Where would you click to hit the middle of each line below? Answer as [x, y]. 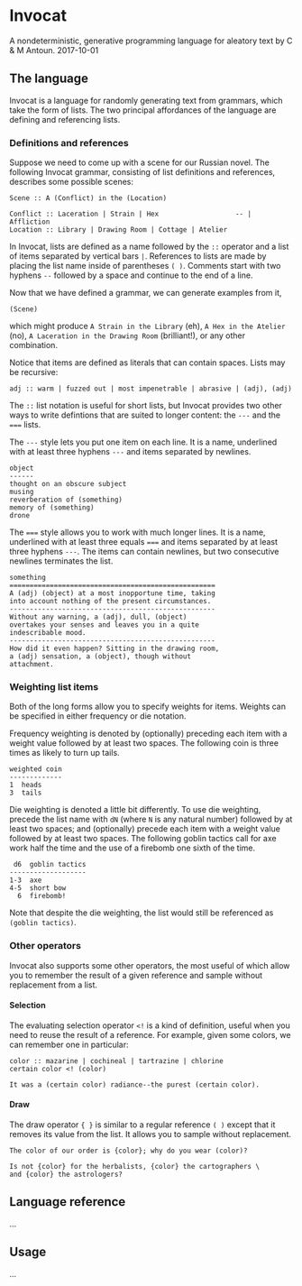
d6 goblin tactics [50, 865]
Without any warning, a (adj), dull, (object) [98, 617]
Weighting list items [54, 686]
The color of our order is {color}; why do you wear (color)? [128, 1151]
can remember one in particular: [69, 1044]
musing [22, 492]
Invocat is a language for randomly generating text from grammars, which [146, 100]
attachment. [32, 665]
